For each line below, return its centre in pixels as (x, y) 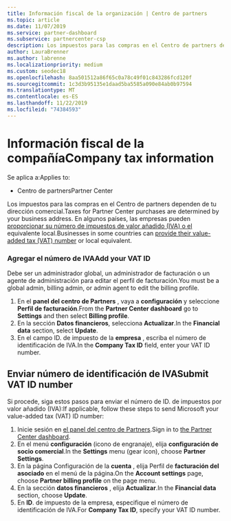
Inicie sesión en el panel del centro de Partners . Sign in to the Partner (114, 429)
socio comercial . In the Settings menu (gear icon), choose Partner (111, 451)
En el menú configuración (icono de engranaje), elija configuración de (118, 444)
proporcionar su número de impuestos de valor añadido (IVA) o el (100, 226)
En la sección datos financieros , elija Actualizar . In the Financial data (117, 488)
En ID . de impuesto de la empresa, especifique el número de (102, 502)
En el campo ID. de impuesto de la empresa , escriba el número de (111, 337)
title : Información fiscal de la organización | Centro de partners (107, 13)
